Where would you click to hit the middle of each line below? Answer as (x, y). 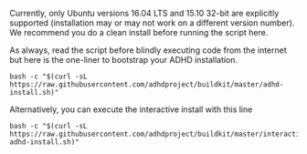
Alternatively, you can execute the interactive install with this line (131, 109)
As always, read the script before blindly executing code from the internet (148, 50)
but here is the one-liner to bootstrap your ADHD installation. (124, 60)
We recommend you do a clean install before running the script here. (139, 32)
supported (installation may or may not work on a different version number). (152, 23)
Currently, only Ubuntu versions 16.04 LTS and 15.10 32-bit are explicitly (144, 13)
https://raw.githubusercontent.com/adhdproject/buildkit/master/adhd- (147, 85)
